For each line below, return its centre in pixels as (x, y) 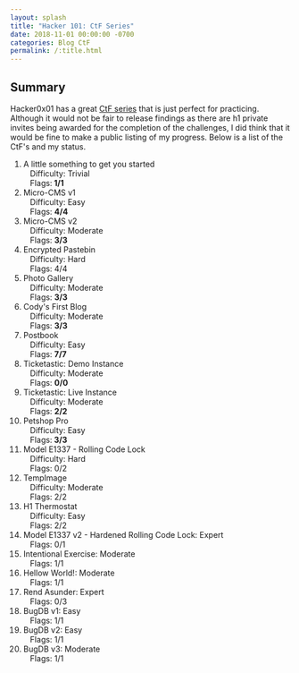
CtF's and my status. (48, 146)
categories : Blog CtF (50, 43)
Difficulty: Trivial (60, 173)
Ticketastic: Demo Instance (73, 363)
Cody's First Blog (55, 306)
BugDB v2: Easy (53, 630)
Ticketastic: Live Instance (70, 392)
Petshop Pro (46, 421)
